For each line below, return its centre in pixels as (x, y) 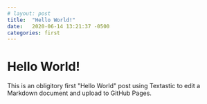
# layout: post (29, 13)
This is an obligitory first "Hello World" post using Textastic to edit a (104, 86)
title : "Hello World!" (42, 20)
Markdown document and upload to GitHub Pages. (80, 93)
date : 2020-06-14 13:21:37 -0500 (58, 26)
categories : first (34, 33)
